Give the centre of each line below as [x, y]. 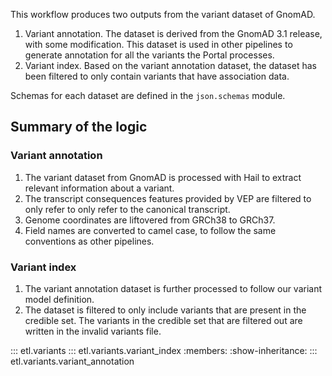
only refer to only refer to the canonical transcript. [127, 209]
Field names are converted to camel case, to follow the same [150, 230]
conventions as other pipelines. [89, 241]
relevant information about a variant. [99, 188]
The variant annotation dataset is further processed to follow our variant [173, 288]
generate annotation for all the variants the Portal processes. [149, 55]
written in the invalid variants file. [93, 331]
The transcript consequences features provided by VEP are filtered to [168, 198]
